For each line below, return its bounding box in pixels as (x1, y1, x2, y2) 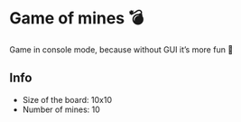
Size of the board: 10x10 (22, 94, 113, 105)
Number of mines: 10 (22, 104, 101, 115)
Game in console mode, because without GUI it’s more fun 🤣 (9, 43, 234, 55)
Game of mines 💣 (9, 8, 144, 29)
